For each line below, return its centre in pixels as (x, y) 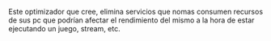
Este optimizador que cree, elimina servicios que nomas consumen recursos (136, 12)
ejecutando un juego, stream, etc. (64, 29)
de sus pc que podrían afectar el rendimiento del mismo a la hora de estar (131, 20)
